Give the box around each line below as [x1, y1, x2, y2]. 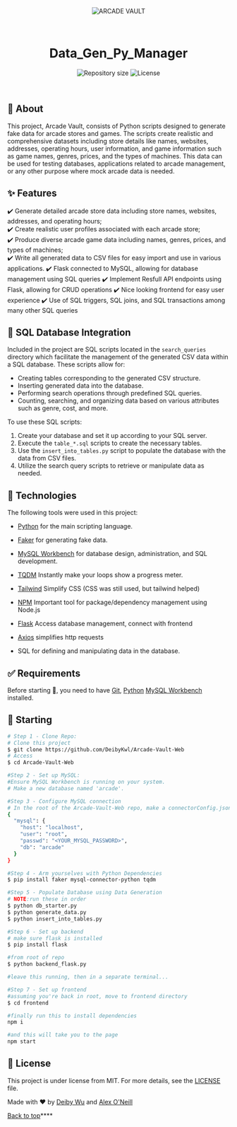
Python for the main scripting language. [17, 522, 133, 531]
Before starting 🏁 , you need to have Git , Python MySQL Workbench [7, 686, 202, 694]
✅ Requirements [7, 667, 81, 679]
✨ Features [7, 187, 57, 200]
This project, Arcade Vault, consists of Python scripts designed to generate [7, 122, 226, 130]
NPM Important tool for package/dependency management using [17, 598, 207, 607]
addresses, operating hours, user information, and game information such [7, 144, 222, 153]
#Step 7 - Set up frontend [7, 986, 87, 993]
